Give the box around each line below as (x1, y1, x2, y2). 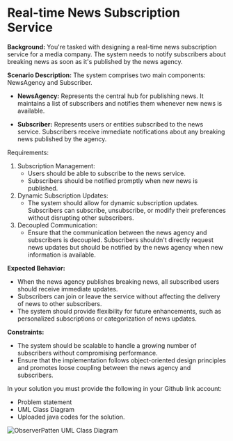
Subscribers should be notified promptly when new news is (27, 176, 198, 185)
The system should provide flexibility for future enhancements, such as (17, 307, 221, 315)
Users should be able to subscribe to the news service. (27, 169, 186, 177)
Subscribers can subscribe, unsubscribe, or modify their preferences (27, 206, 226, 214)
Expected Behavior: (7, 264, 65, 272)
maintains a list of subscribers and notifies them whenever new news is (17, 99, 223, 107)
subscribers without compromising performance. (17, 348, 158, 357)
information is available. (27, 250, 96, 259)
